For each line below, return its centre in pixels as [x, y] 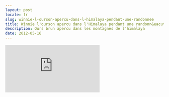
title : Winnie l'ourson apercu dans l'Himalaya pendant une [70, 24]
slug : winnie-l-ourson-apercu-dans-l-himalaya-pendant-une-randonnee [80, 19]
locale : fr [17, 15]
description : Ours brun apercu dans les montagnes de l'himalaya [75, 29]
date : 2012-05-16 [23, 33]
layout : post [19, 10]
